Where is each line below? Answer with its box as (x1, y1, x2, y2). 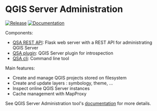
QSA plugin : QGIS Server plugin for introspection (12, 50, 114, 56)
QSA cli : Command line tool (12, 55, 69, 61)
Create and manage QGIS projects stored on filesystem (12, 74, 127, 80)
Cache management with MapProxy (12, 90, 87, 96)
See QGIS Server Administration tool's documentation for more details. (5, 100, 151, 106)
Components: (5, 29, 34, 35)
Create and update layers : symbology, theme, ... (12, 80, 113, 86)
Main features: (5, 65, 35, 71)
